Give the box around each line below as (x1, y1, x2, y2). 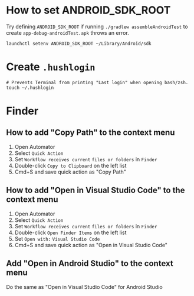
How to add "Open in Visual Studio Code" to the (6, 185, 185, 195)
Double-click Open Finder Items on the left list (14, 229, 127, 236)
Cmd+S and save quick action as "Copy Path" (14, 168, 127, 175)
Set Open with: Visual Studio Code (14, 235, 100, 242)
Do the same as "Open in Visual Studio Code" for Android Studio (6, 283, 163, 290)
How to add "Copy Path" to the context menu (6, 128, 175, 138)
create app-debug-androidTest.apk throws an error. (6, 29, 130, 36)
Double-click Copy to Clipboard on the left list (14, 162, 127, 169)
